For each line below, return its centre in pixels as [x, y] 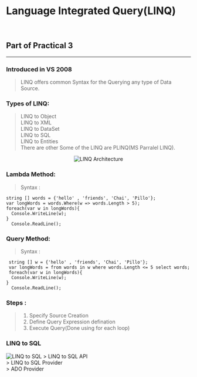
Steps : [16, 303]
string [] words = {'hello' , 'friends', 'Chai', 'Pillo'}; [81, 198]
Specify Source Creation [59, 316]
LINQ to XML [36, 123]
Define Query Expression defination [72, 322]
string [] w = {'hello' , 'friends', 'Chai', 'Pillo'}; [78, 262]
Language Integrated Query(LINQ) [91, 11]
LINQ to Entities [39, 141]
